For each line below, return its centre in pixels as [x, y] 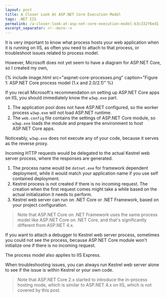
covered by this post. [39, 290]
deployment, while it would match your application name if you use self [85, 173]
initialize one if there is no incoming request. [50, 246]
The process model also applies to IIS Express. [53, 255]
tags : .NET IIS [21, 19]
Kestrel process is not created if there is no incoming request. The [80, 184]
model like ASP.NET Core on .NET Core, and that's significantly [82, 220]
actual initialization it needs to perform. [52, 195]
